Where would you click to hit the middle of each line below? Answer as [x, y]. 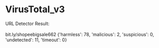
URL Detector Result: [27, 23]
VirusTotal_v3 [35, 9]
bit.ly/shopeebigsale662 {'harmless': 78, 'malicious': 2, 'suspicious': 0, [80, 34]
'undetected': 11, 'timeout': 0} [36, 40]
